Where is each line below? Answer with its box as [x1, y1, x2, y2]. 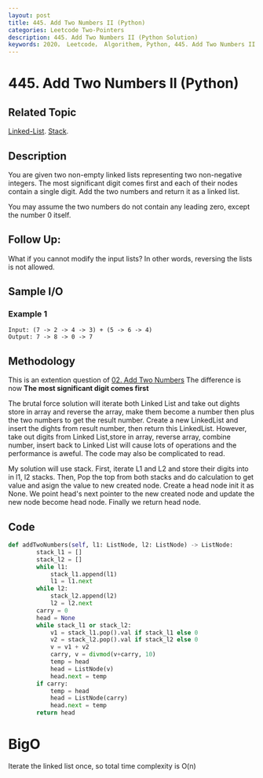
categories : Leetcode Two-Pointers [8, 26, 125, 34]
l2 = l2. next [49, 600, 93, 608]
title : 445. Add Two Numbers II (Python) [8, 19, 146, 27]
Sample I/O [8, 285, 64, 298]
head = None [36, 614, 76, 622]
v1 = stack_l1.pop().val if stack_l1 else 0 [49, 629, 199, 637]
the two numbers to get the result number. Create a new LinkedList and [8, 415, 239, 425]
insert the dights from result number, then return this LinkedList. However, [8, 424, 247, 433]
